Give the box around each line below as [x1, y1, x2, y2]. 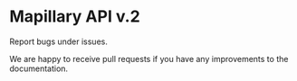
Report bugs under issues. [9, 36, 109, 47]
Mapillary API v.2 [9, 6, 140, 27]
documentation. [9, 63, 69, 74]
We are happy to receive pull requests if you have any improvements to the [9, 53, 289, 64]
